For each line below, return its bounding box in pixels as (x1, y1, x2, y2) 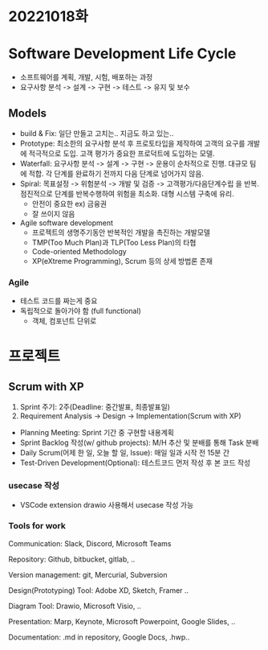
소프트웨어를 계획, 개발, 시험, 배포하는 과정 (19, 72, 153, 82)
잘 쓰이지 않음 (31, 208, 75, 218)
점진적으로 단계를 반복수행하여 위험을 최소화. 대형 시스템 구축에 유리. (19, 188, 234, 198)
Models (8, 106, 47, 120)
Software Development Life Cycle (8, 45, 237, 63)
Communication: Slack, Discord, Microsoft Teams (8, 538, 172, 548)
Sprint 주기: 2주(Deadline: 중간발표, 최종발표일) (19, 402, 171, 412)
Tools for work (8, 520, 67, 532)
